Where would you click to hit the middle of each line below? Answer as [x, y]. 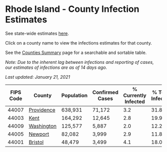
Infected [135, 101]
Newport [39, 134]
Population [75, 95]
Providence [42, 110]
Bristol [36, 142]
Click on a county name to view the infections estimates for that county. [79, 43]
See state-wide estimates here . [37, 33]
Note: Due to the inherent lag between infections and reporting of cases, [80, 62]
